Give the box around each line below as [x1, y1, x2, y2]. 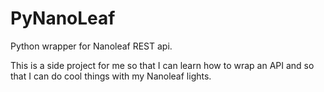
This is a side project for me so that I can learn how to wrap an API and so [10, 59, 315, 71]
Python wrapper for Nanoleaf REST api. [10, 40, 173, 52]
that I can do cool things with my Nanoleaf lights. [10, 70, 212, 82]
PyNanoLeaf [10, 7, 116, 30]
